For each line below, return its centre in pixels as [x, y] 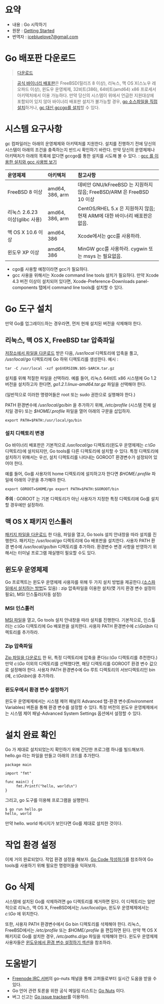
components [25, 287]
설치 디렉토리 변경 [25, 433]
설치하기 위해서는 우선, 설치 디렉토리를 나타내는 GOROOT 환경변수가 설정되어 [79, 457]
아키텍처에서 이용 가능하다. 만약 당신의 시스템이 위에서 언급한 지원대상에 [85, 95]
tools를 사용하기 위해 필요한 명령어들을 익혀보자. [51, 866]
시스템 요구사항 [34, 129]
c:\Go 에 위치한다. [22, 914]
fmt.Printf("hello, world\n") [47, 786]
